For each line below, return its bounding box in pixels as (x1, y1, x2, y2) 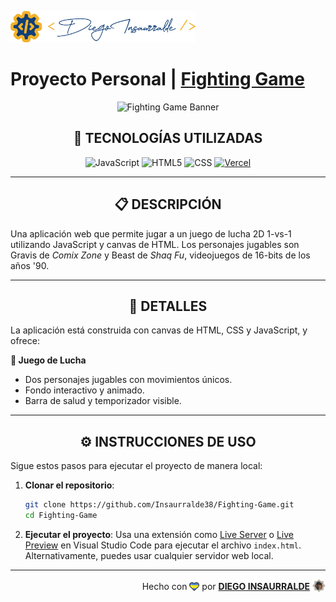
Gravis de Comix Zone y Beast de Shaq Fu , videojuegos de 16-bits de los (10, 249, 311, 261)
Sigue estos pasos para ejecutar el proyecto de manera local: (10, 460, 263, 472)
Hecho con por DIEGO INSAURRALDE (141, 580, 311, 592)
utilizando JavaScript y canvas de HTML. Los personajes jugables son (10, 238, 300, 250)
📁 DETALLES (128, 297, 208, 315)
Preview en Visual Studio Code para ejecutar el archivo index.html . (24, 539, 302, 551)
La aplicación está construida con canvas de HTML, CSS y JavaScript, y (10, 324, 308, 336)
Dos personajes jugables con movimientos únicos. (24, 374, 233, 386)
